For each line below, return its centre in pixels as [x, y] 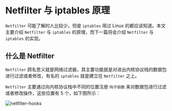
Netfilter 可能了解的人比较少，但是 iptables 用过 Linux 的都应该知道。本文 [85, 26]
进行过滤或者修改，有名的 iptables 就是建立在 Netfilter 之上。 [72, 76]
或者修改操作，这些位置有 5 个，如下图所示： [53, 93]
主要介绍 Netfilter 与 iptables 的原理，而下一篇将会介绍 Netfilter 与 [80, 32]
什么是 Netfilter [30, 56]
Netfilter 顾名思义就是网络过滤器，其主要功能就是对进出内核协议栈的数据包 [86, 69]
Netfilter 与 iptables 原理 [58, 10]
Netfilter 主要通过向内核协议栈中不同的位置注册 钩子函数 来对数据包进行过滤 [86, 86]
